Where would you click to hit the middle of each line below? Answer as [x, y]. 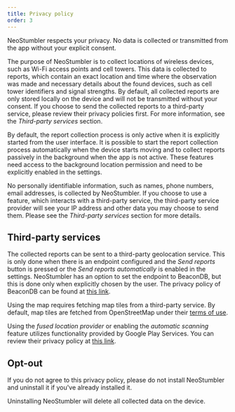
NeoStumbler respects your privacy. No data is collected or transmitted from [118, 40]
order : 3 [20, 20]
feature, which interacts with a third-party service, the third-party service [113, 200]
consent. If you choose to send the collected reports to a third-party [106, 106]
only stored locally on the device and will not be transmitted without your [112, 98]
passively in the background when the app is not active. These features [110, 157]
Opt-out [25, 363]
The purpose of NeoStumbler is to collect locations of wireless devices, [110, 61]
